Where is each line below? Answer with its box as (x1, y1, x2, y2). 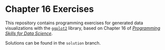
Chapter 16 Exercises (5, 3, 94, 15)
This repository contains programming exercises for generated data (5, 20, 144, 26)
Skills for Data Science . (5, 30, 53, 36)
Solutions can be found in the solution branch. (5, 40, 101, 46)
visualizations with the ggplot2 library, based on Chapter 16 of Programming (5, 25, 161, 31)
